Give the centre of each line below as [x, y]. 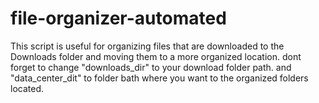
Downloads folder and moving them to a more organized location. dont [156, 56]
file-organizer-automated [118, 18]
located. [27, 88]
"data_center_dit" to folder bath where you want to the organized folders [159, 78]
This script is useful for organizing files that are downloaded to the [147, 46]
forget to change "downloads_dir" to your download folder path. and [151, 67]
